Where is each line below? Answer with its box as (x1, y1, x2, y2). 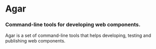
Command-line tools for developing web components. (5, 21, 141, 28)
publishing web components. (5, 38, 66, 44)
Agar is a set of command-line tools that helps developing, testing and (5, 32, 151, 38)
